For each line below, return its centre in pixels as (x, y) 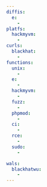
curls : (14, 46)
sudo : (19, 147)
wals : (13, 163)
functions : (20, 62)
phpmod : (21, 113)
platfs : (16, 29)
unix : (19, 68)
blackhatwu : (27, 169)
